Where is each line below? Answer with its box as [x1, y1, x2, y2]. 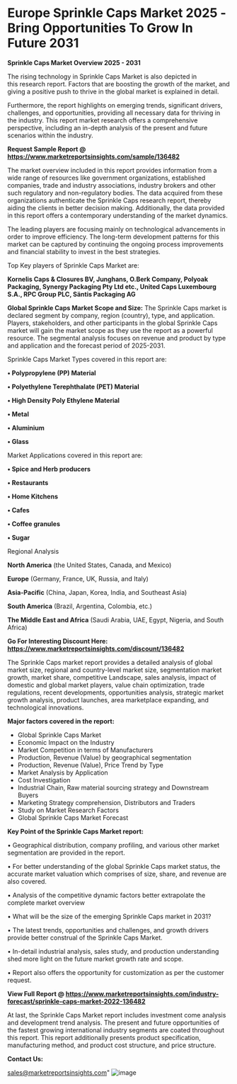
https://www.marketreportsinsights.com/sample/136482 [7, 152, 180, 161]
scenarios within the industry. [7, 131, 93, 139]
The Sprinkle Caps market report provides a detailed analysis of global [7, 658, 213, 666]
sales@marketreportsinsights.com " [7, 1068, 110, 1077]
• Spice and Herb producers [7, 464, 91, 473]
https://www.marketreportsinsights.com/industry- [65, 989, 219, 998]
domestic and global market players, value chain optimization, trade [7, 680, 205, 689]
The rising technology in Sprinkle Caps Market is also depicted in [7, 72, 197, 81]
